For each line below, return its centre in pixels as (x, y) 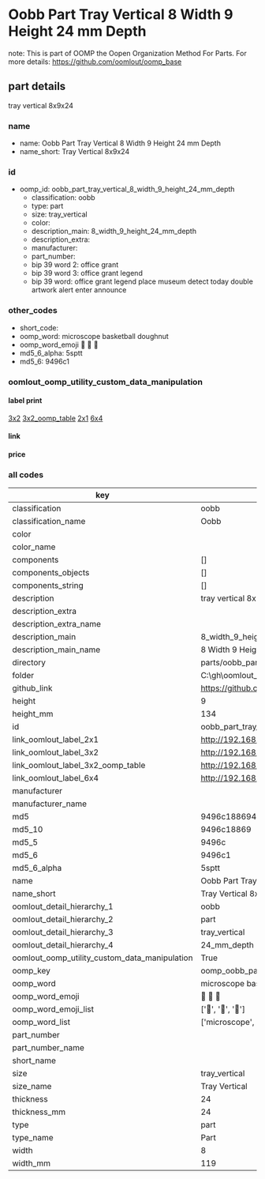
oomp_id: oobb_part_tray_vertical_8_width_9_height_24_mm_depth (127, 189)
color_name (34, 547)
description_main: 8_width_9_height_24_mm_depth (114, 232)
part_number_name (48, 1048)
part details (37, 87)
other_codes (33, 311)
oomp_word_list (41, 1023)
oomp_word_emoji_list (53, 1009)
